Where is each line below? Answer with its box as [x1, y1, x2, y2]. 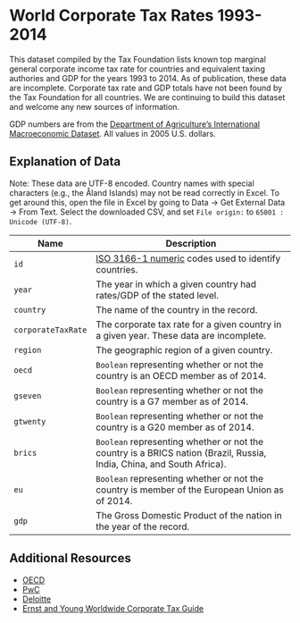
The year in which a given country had [95, 278, 257, 290]
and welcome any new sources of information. [9, 101, 180, 112]
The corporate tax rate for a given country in [95, 318, 282, 331]
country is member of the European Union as [95, 484, 284, 496]
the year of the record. [95, 520, 190, 533]
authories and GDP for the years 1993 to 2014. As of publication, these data [9, 72, 287, 83]
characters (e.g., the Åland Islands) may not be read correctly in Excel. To [9, 187, 279, 198]
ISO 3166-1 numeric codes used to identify [95, 252, 281, 265]
